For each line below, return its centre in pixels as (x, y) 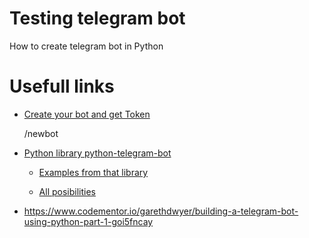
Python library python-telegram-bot (97, 153)
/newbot (41, 133)
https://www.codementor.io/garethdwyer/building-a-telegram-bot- (161, 211)
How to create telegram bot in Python (86, 46)
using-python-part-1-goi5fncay (88, 221)
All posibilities (67, 191)
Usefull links (62, 86)
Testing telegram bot (97, 18)
